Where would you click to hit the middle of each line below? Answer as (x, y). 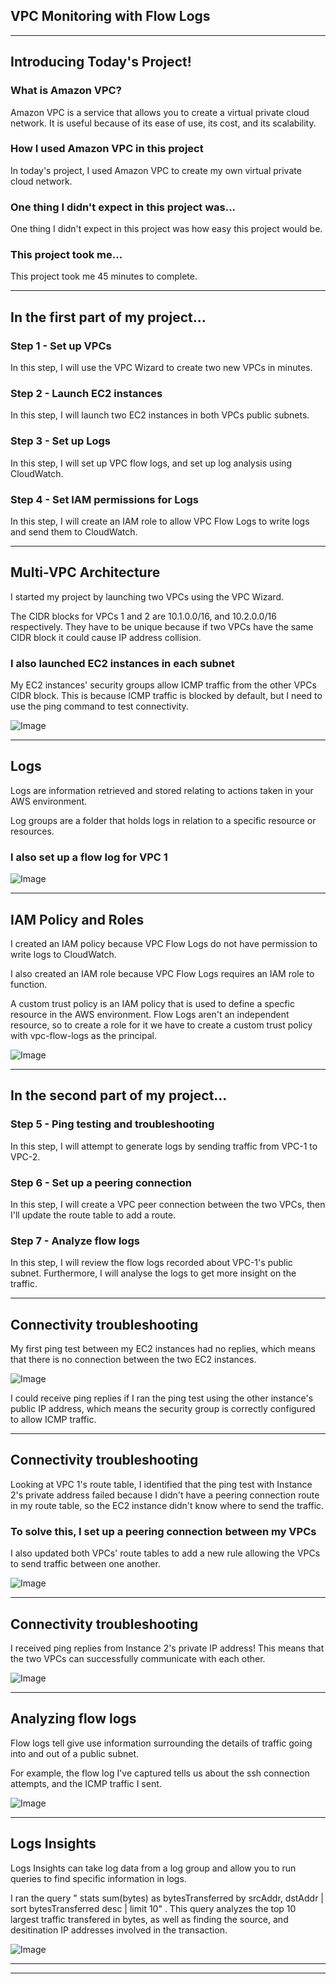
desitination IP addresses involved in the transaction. (119, 1930)
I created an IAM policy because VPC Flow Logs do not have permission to (164, 943)
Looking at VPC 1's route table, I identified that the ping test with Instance (161, 1484)
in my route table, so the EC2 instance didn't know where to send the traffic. (167, 1505)
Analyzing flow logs (73, 1719)
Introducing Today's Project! (101, 62)
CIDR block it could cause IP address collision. (106, 637)
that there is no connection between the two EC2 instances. (133, 1360)
